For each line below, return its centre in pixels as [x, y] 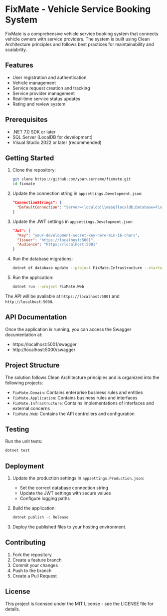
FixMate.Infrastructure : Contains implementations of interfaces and [83, 403]
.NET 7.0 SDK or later [34, 131]
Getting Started [30, 158]
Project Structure [32, 365]
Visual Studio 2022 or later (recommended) [57, 142]
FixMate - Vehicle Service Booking [78, 9]
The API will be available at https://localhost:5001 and [62, 296]
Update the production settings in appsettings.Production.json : [78, 478]
